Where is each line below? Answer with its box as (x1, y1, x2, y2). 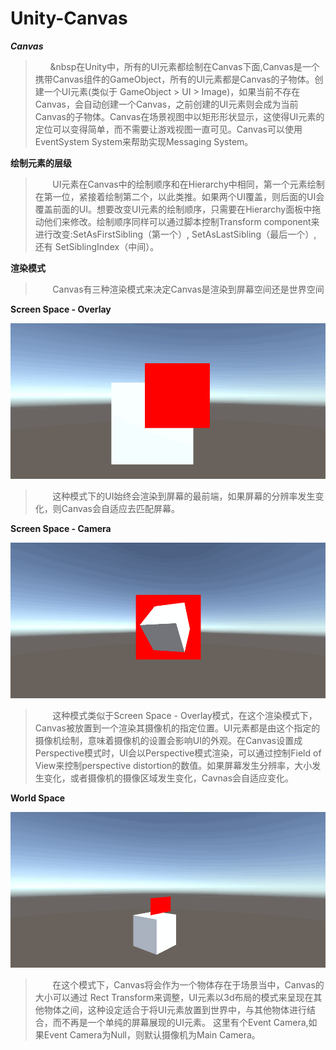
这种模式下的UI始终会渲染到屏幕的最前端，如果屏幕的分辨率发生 (52, 490, 316, 502)
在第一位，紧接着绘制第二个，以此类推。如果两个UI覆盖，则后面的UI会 (34, 190, 325, 202)
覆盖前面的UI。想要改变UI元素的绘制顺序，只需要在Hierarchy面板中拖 (34, 203, 322, 215)
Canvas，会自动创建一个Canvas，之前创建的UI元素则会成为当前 (34, 98, 299, 110)
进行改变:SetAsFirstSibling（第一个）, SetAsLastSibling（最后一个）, (34, 228, 317, 240)
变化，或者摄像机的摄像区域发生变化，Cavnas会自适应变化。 (43, 772, 295, 784)
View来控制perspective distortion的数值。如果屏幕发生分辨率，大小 (34, 760, 313, 772)
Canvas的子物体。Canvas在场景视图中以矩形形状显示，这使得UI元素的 (34, 110, 325, 122)
